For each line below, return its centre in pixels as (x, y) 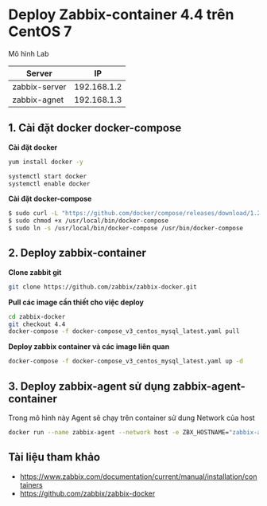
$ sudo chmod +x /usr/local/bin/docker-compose (89, 221)
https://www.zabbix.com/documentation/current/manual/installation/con (138, 477)
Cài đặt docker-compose (50, 199)
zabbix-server (39, 87)
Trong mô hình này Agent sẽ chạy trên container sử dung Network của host (132, 418)
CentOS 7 (40, 31)
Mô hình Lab (29, 53)
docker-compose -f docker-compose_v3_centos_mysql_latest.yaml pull (124, 331)
